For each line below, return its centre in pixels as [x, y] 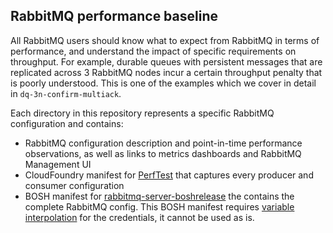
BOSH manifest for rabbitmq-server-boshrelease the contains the [159, 196]
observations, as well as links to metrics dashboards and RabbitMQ [163, 153]
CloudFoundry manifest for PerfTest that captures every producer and [169, 175]
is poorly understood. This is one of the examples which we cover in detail [163, 83]
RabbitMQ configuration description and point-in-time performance [163, 143]
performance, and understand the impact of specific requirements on [153, 51]
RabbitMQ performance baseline [114, 16]
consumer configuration [74, 185]
